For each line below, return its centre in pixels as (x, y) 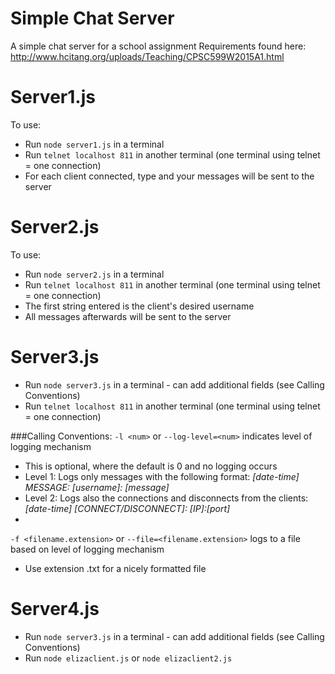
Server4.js (55, 608)
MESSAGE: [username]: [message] (97, 487)
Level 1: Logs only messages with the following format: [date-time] (162, 476)
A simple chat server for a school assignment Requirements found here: (158, 46)
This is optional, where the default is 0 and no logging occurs (151, 466)
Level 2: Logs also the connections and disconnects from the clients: (166, 498)
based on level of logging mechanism (87, 549)
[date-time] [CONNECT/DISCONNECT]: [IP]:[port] (127, 508)
